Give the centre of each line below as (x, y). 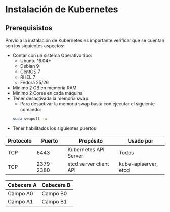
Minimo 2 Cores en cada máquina (48, 93)
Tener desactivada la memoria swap (50, 98)
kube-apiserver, (138, 164)
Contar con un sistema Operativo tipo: (52, 55)
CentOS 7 (30, 72)
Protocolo (20, 140)
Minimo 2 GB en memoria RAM (45, 88)
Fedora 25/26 (34, 82)
